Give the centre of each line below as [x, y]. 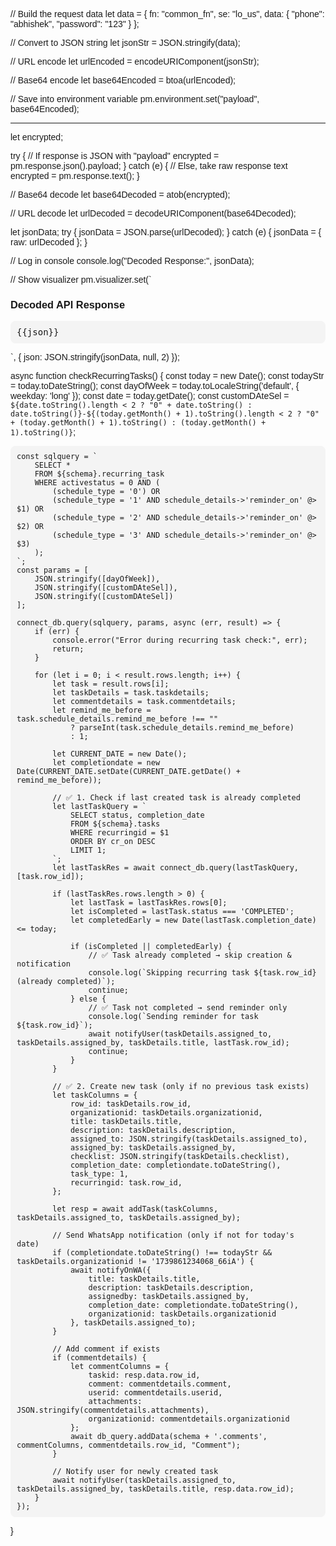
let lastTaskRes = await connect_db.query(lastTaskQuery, [176, 868]
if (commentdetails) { [99, 1358]
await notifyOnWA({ [110, 1270]
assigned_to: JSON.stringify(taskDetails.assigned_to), [188, 1139]
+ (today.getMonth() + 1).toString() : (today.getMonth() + [138, 423]
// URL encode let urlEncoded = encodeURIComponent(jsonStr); [135, 61]
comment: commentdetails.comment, [160, 1384]
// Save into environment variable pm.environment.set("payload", [135, 99]
